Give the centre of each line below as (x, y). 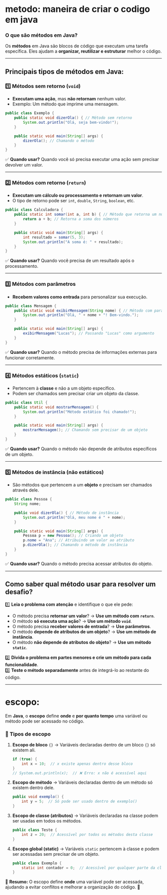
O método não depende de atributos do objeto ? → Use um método (82, 642)
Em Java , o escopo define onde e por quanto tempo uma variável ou (76, 716)
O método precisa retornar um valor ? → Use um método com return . (83, 616)
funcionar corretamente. (30, 358)
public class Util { (27, 403)
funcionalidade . (22, 664)
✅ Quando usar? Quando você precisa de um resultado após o (70, 261)
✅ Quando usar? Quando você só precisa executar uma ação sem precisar (82, 160)
